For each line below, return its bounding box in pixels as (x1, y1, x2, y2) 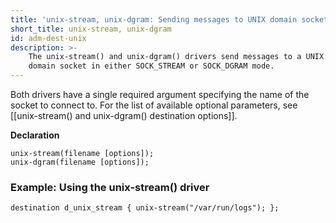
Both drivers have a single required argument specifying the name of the (10, 89, 310, 100)
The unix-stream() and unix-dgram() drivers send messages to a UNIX (28, 52, 325, 62)
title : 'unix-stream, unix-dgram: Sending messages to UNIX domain (10, 14, 298, 25)
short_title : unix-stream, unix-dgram (10, 24, 172, 34)
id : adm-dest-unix (10, 33, 87, 43)
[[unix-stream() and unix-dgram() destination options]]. (10, 110, 238, 121)
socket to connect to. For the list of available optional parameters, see (10, 99, 298, 111)
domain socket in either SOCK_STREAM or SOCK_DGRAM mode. (28, 61, 275, 71)
